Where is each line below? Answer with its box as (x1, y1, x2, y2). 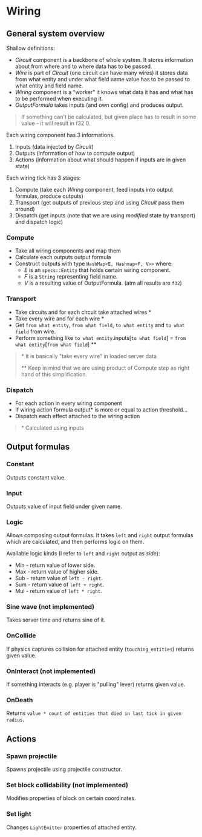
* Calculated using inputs (21, 424, 85, 432)
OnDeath (6, 696, 33, 704)
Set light (6, 810, 31, 818)
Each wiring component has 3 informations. (6, 132, 115, 138)
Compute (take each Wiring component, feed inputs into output (15, 186, 174, 193)
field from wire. (15, 328, 56, 335)
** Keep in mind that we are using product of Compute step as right (21, 364, 189, 371)
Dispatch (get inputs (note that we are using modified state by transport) (15, 212, 196, 219)
